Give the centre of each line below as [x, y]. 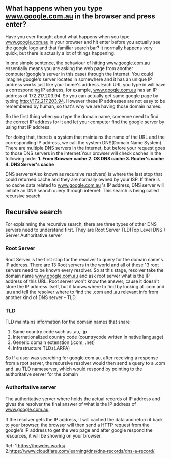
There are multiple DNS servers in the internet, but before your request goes [85, 148]
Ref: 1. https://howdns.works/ [35, 445]
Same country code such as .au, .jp [50, 332]
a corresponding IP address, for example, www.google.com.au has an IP [81, 90]
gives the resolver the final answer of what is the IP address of [71, 404]
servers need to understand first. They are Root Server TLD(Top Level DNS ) [85, 229]
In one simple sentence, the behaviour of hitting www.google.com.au [78, 63]
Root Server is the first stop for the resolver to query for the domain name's [84, 259]
